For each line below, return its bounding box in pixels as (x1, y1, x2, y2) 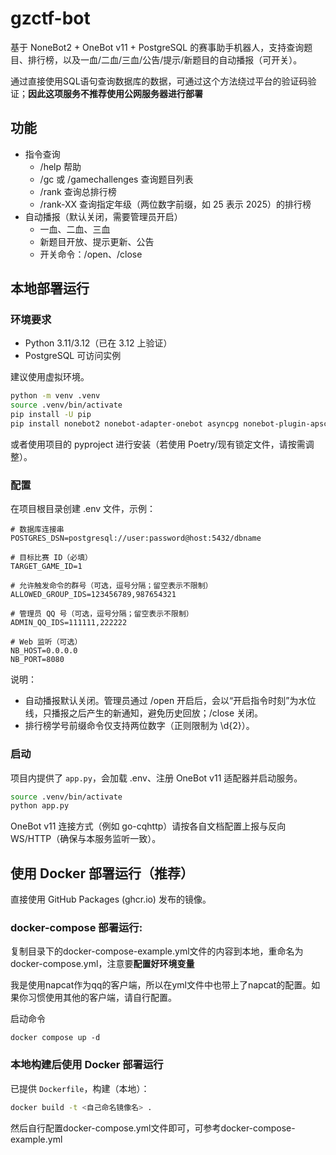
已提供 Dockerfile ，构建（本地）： (10, 1082, 150, 1094)
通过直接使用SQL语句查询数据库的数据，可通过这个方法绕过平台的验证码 (10, 75, 308, 87)
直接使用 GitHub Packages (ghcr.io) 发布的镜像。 (10, 893, 212, 906)
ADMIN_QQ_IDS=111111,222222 (10, 618, 128, 628)
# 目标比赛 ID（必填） (10, 553, 93, 563)
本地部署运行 (10, 280, 90, 297)
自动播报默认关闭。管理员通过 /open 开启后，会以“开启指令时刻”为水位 (24, 695, 317, 707)
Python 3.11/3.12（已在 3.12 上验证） (24, 337, 173, 349)
